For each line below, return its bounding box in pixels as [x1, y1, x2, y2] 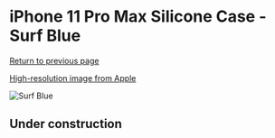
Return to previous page [9, 55, 100, 66]
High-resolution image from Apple [9, 72, 137, 83]
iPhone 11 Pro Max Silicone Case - [9, 6, 267, 27]
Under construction [9, 116, 122, 132]
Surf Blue [9, 25, 81, 46]
